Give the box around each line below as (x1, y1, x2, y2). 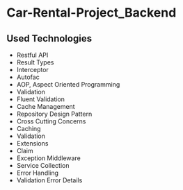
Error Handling (16, 169, 59, 177)
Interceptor (16, 66, 49, 74)
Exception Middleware (16, 154, 81, 162)
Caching (16, 125, 41, 132)
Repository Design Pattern (16, 110, 93, 118)
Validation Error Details (16, 176, 83, 184)
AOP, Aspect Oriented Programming (16, 80, 120, 88)
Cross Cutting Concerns (16, 117, 86, 126)
